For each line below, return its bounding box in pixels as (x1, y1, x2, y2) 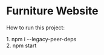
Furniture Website (6, 4, 99, 18)
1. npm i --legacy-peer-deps (6, 35, 77, 42)
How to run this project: (6, 24, 65, 31)
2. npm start (6, 42, 37, 49)
